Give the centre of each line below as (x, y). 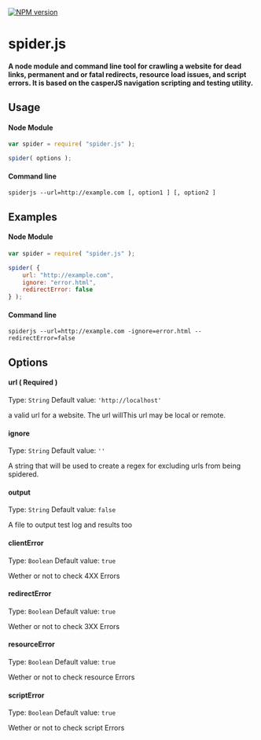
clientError (26, 543)
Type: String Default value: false (62, 510)
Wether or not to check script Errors (66, 728)
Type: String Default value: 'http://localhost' (85, 399)
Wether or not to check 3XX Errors (64, 626)
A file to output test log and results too (70, 525)
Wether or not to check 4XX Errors (64, 576)
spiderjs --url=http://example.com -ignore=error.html (100, 331)
